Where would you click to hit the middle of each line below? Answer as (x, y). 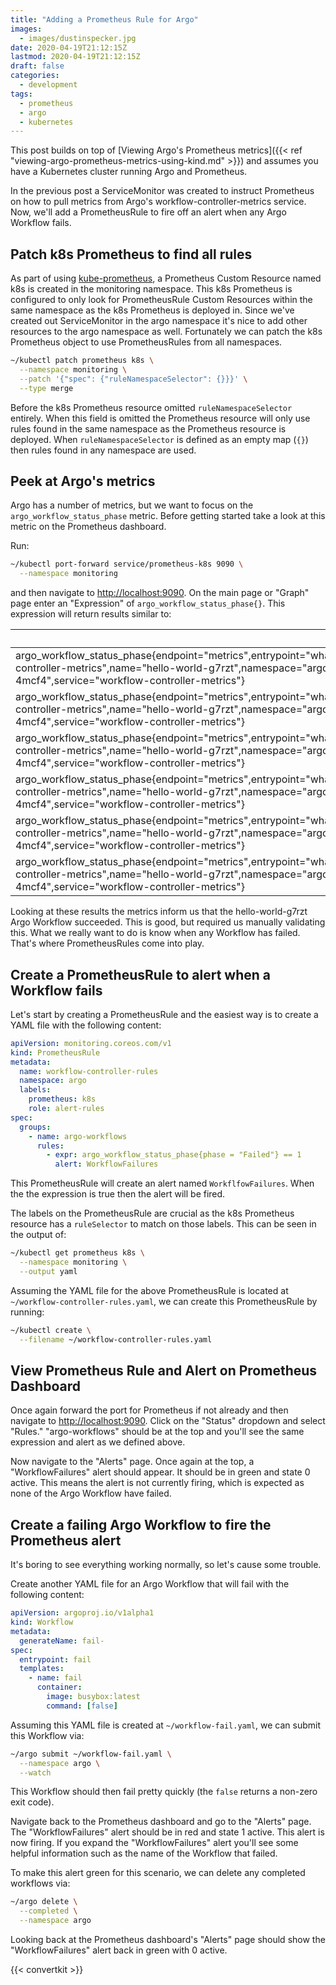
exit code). (32, 1802)
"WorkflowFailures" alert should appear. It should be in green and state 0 (160, 1472)
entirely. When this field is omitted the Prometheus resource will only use (160, 418)
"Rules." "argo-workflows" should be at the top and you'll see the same (157, 1432)
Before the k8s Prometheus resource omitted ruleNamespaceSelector (151, 407)
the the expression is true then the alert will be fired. (118, 1194)
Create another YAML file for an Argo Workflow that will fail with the (150, 1584)
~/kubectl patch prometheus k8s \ (82, 361)
